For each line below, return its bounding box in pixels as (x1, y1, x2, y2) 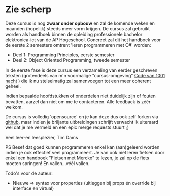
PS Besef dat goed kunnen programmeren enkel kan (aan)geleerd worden (5, 144, 160, 150)
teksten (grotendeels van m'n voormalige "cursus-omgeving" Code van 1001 (5, 72, 165, 78)
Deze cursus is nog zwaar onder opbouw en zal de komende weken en (5, 20, 155, 26)
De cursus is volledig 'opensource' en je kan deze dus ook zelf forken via (5, 113, 158, 120)
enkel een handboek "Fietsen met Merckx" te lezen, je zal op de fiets (5, 155, 150, 161)
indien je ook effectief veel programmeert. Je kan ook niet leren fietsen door (5, 149, 165, 155)
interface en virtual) (12, 185, 54, 191)
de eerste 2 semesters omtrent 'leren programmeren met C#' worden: (5, 42, 151, 48)
